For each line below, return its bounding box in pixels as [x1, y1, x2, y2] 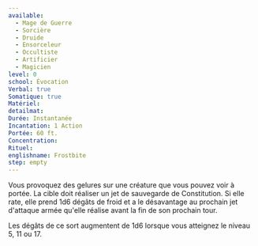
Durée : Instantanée [8, 115, 73, 123]
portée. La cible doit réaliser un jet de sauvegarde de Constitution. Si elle [8, 189, 245, 199]
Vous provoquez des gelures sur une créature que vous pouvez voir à [8, 180, 235, 190]
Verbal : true [8, 85, 51, 93]
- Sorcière [15, 26, 51, 34]
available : [8, 11, 44, 20]
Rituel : [8, 144, 34, 152]
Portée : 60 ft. [8, 129, 58, 137]
